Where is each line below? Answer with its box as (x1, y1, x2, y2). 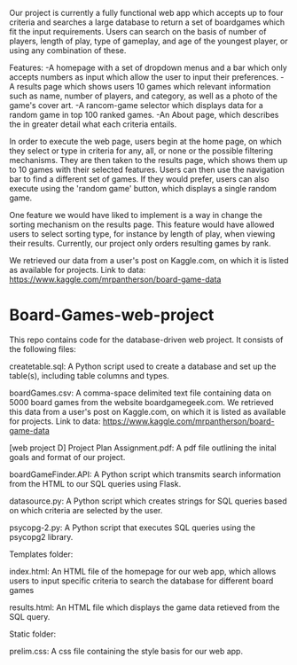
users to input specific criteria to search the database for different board (9, 575, 274, 586)
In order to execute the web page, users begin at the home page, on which (9, 137, 282, 146)
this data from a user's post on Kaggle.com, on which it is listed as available (9, 406, 286, 417)
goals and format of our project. (9, 451, 126, 462)
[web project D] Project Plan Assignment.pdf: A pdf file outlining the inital (9, 442, 277, 453)
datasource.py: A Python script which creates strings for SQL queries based (9, 496, 288, 506)
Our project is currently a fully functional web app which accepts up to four (9, 8, 284, 18)
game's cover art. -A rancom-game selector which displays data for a (9, 100, 263, 110)
